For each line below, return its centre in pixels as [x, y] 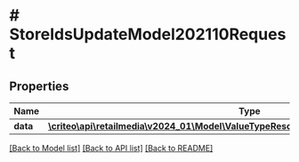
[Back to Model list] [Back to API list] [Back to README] [111, 148]
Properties [39, 86]
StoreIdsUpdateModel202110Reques [148, 34]
